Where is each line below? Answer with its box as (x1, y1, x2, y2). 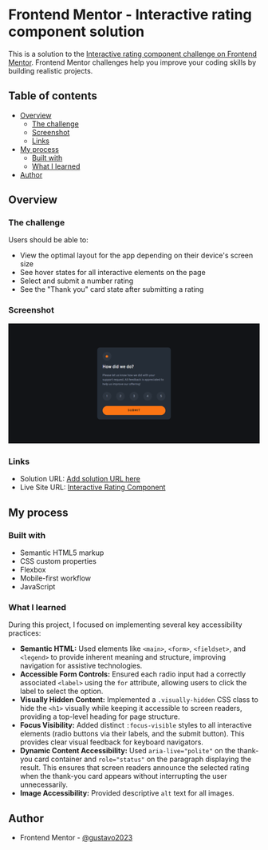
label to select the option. (19, 686, 104, 696)
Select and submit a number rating (19, 276, 134, 285)
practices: (8, 629, 41, 638)
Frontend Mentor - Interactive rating (8, 6, 253, 24)
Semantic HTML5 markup (19, 548, 104, 557)
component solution (8, 22, 145, 41)
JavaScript (19, 581, 56, 591)
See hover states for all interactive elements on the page (19, 268, 206, 277)
